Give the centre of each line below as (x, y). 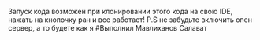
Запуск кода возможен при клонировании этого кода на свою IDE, (121, 11)
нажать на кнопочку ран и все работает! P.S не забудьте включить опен (130, 20)
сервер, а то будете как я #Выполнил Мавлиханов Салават (108, 28)
